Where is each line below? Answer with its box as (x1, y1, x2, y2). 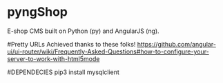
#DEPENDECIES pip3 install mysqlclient (7, 68, 119, 76)
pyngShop (7, 4, 68, 20)
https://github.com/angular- (137, 40, 216, 48)
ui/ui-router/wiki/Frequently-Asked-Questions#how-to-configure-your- (7, 47, 209, 56)
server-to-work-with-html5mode (7, 54, 100, 62)
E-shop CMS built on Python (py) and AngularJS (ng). (7, 27, 160, 35)
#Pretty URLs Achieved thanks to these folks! (7, 40, 136, 48)
